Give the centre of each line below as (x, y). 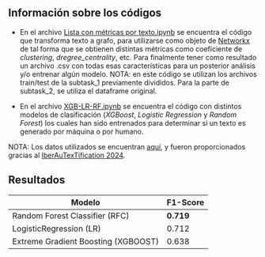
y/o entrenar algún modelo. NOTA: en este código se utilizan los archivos (138, 74)
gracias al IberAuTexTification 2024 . (67, 155)
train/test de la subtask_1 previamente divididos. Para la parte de (124, 82)
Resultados (37, 180)
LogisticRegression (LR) (57, 229)
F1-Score (185, 202)
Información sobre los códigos (85, 13)
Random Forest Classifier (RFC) (71, 215)
